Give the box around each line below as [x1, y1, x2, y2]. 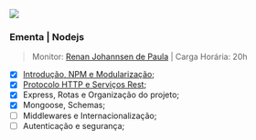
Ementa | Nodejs [9, 30, 85, 43]
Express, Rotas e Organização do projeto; [22, 89, 180, 100]
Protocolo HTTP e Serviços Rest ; [22, 79, 147, 90]
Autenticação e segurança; [22, 120, 125, 131]
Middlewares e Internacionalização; [22, 110, 157, 121]
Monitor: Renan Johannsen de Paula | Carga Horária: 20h [31, 51, 248, 63]
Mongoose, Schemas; [22, 100, 106, 111]
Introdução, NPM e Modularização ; [22, 69, 155, 80]
